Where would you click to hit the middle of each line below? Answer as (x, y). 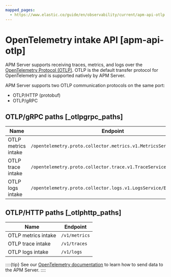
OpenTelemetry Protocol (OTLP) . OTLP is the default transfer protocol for (82, 70)
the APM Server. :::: (26, 270)
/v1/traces (74, 244)
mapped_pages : (20, 10)
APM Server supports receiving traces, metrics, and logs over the (74, 65)
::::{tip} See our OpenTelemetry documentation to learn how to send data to (84, 265)
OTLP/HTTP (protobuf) (37, 95)
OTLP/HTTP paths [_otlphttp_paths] (63, 213)
